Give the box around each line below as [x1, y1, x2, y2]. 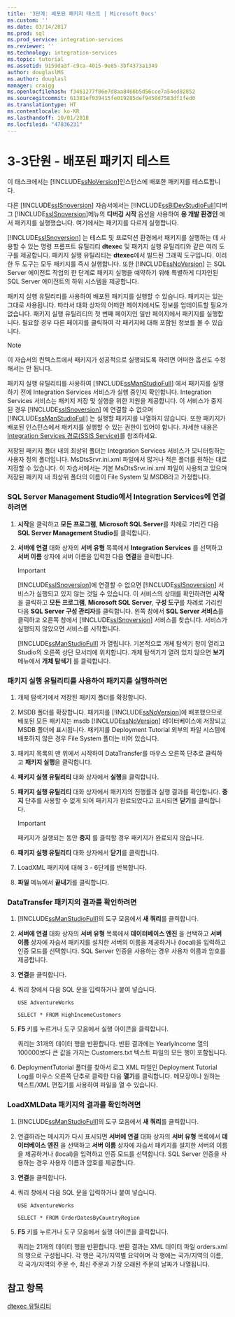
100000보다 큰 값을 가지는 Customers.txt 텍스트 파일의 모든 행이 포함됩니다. [17, 1048, 227, 1057]
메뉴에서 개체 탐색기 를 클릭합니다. [17, 656, 111, 665]
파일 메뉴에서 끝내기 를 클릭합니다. [17, 878, 110, 887]
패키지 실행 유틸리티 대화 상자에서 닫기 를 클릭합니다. [17, 848, 159, 857]
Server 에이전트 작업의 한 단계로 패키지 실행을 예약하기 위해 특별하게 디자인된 [7, 269, 219, 277]
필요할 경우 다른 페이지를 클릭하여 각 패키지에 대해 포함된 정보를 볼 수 [22, 318, 211, 327]
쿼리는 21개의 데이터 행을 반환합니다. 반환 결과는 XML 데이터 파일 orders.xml [17, 1242, 228, 1251]
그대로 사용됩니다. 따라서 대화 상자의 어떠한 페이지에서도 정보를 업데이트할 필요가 [7, 301, 228, 309]
